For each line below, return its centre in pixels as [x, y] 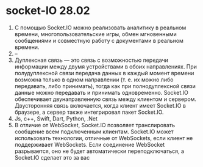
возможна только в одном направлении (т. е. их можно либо [94, 80]
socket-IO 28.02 [48, 11]
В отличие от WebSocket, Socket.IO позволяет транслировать [94, 125]
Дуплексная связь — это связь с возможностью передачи [91, 60]
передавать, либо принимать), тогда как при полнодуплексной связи [105, 86]
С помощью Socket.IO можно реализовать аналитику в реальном [100, 28]
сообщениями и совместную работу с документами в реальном [99, 40]
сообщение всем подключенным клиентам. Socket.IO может [94, 132]
